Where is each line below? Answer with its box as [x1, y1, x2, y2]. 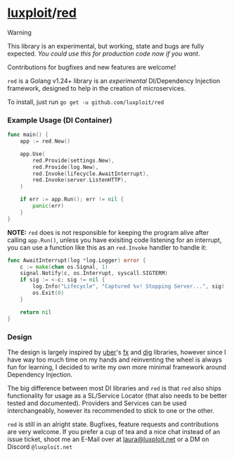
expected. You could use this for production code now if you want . [7, 49, 200, 58]
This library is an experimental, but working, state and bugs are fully [7, 42, 204, 50]
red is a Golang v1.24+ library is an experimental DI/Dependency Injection [7, 76, 221, 85]
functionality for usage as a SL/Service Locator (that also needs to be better [7, 391, 227, 400]
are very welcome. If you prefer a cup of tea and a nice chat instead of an [7, 427, 220, 435]
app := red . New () [20, 138, 71, 145]
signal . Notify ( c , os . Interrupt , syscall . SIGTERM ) [20, 269, 169, 277]
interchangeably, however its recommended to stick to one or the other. [7, 406, 214, 414]
